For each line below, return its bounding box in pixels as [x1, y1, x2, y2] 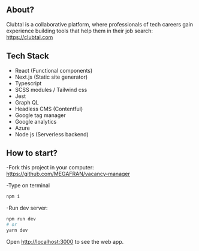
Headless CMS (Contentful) [14, 105, 83, 112]
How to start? [6, 148, 58, 159]
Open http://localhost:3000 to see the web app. [6, 238, 124, 245]
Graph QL [14, 98, 39, 106]
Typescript [14, 79, 42, 86]
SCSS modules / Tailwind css [14, 86, 88, 93]
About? [6, 5, 35, 15]
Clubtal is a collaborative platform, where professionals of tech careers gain [6, 20, 194, 28]
